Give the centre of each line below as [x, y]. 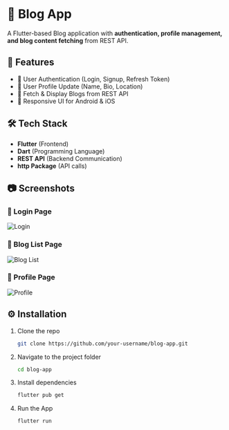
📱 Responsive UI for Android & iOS [66, 101]
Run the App [35, 409]
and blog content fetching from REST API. [68, 40]
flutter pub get [40, 395]
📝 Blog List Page [35, 245]
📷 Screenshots [41, 188]
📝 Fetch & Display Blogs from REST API [73, 93]
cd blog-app [34, 369]
